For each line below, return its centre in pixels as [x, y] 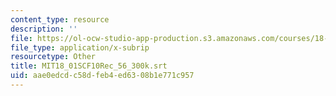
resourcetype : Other [53, 57]
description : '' [44, 29]
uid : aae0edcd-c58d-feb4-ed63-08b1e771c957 [102, 76]
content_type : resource [60, 19]
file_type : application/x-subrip [80, 47]
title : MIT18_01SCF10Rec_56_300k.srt [89, 66]
